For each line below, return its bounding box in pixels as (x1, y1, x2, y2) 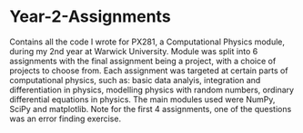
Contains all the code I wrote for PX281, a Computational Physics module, (9, 36, 285, 47)
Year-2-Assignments (9, 6, 171, 27)
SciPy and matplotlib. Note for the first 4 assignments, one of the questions (9, 103, 292, 114)
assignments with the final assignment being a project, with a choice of (9, 55, 277, 66)
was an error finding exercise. (9, 113, 121, 124)
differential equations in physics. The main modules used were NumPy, (9, 93, 276, 105)
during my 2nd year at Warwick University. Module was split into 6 (9, 45, 258, 56)
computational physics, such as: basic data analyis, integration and (9, 74, 261, 85)
